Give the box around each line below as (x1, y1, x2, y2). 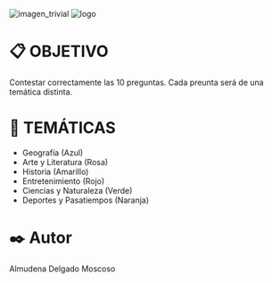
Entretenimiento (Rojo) (21, 175, 105, 187)
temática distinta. (9, 86, 73, 97)
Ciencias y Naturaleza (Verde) (21, 185, 133, 196)
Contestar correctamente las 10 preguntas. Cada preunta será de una (9, 77, 265, 87)
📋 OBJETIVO (9, 41, 109, 62)
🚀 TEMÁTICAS (9, 118, 116, 138)
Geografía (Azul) (21, 147, 84, 158)
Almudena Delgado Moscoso (9, 263, 116, 274)
